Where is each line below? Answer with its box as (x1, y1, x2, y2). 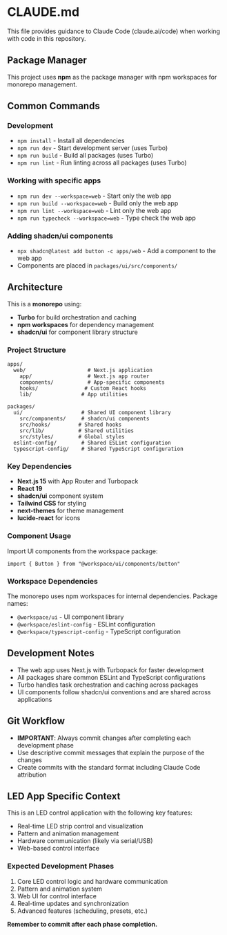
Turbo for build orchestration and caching (17, 313, 137, 322)
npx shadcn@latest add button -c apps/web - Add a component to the (17, 247, 216, 255)
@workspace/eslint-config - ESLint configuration (17, 620, 156, 629)
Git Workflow (7, 715, 66, 727)
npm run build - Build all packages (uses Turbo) (17, 151, 154, 160)
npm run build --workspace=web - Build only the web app (17, 198, 179, 207)
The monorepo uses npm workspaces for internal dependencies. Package (7, 592, 218, 600)
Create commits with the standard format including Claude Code (17, 763, 201, 771)
